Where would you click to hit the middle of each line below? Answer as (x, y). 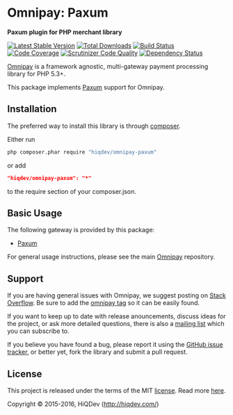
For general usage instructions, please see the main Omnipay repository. (111, 257)
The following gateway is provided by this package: (81, 230)
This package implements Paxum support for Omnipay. (86, 87)
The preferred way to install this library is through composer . (94, 126)
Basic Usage (35, 213)
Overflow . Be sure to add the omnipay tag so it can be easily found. (104, 303)
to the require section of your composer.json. (72, 191)
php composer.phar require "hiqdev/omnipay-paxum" (82, 152)
